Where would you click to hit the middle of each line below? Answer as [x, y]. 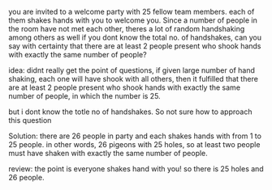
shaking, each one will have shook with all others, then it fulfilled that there [133, 79]
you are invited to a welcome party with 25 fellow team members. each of [132, 12]
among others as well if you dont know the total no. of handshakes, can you [135, 37]
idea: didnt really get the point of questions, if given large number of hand [132, 70]
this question [30, 120]
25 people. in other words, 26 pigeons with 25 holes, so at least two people [134, 144]
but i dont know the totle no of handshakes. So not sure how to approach [130, 112]
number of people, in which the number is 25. [84, 96]
